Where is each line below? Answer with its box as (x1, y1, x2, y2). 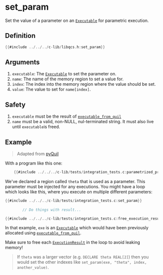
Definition (5, 32, 35, 40)
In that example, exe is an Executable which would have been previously (5, 225, 149, 231)
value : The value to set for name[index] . (12, 87, 91, 92)
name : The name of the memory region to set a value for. (12, 76, 124, 82)
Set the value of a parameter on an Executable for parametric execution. (5, 18, 149, 23)
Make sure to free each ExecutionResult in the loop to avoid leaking (5, 239, 140, 245)
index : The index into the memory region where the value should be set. (12, 81, 156, 87)
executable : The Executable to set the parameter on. (12, 71, 116, 77)
